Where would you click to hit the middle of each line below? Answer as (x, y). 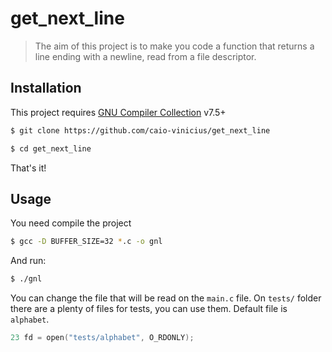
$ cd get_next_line (51, 148)
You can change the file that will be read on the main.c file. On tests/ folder (166, 298)
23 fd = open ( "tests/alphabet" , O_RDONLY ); (102, 338)
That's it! (28, 168)
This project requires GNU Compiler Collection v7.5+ (118, 112)
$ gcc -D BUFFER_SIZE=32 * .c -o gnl (86, 242)
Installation (46, 88)
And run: (28, 261)
